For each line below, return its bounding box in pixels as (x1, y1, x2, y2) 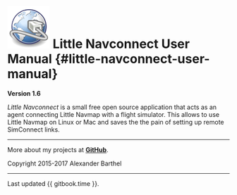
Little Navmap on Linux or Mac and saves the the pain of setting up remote (7, 118, 224, 126)
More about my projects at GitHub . (7, 145, 109, 153)
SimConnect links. (7, 125, 60, 134)
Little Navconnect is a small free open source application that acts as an (7, 103, 217, 111)
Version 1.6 (7, 89, 41, 97)
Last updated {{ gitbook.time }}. (7, 179, 99, 188)
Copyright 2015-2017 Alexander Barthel (7, 159, 122, 168)
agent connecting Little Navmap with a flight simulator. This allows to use (7, 110, 220, 118)
